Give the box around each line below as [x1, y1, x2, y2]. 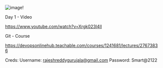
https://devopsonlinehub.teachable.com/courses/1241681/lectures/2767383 [5, 43, 158, 48]
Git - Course [5, 33, 30, 39]
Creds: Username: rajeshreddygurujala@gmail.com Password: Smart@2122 [5, 57, 158, 63]
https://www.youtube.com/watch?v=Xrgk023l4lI [5, 23, 102, 29]
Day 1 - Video [5, 14, 32, 20]
